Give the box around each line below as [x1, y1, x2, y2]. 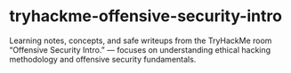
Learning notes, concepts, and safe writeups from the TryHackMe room [9, 35, 272, 46]
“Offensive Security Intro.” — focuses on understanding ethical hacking [9, 44, 271, 55]
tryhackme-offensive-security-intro [9, 6, 283, 26]
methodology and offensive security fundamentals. [9, 54, 197, 64]
